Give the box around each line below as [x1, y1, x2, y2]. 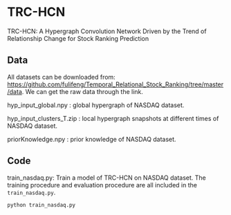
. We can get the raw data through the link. [21, 87, 144, 95]
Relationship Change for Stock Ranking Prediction [7, 34, 149, 42]
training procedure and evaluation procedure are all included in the [7, 180, 197, 189]
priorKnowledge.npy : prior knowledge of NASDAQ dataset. [7, 135, 176, 143]
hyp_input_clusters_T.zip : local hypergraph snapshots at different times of [7, 114, 219, 122]
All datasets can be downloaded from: [7, 73, 115, 81]
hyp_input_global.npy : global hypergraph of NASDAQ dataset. [7, 101, 185, 109]
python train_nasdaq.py [7, 201, 76, 208]
